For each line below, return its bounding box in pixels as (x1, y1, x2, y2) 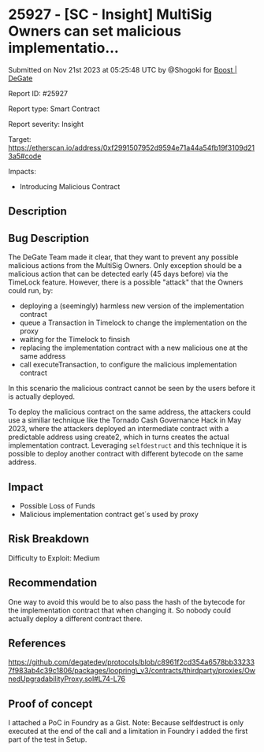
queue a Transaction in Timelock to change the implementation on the (19, 318, 247, 328)
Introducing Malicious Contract (19, 181, 121, 191)
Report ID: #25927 (8, 88, 69, 98)
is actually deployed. (8, 392, 76, 401)
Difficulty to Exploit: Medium (8, 553, 100, 563)
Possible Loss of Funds (19, 501, 96, 510)
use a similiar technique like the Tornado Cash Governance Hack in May (8, 415, 242, 425)
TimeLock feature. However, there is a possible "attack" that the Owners (8, 277, 244, 287)
